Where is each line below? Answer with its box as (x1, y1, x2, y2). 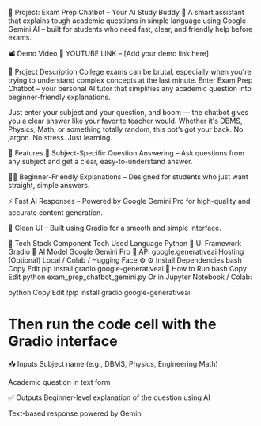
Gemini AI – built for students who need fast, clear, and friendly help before (8, 25, 253, 33)
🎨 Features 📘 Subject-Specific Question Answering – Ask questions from (8, 148, 245, 158)
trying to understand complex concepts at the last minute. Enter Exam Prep (8, 75, 253, 85)
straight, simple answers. (8, 181, 90, 190)
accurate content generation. (8, 208, 103, 217)
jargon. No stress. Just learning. (8, 133, 113, 142)
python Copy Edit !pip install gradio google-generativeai (8, 288, 191, 297)
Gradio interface (8, 332, 118, 351)
